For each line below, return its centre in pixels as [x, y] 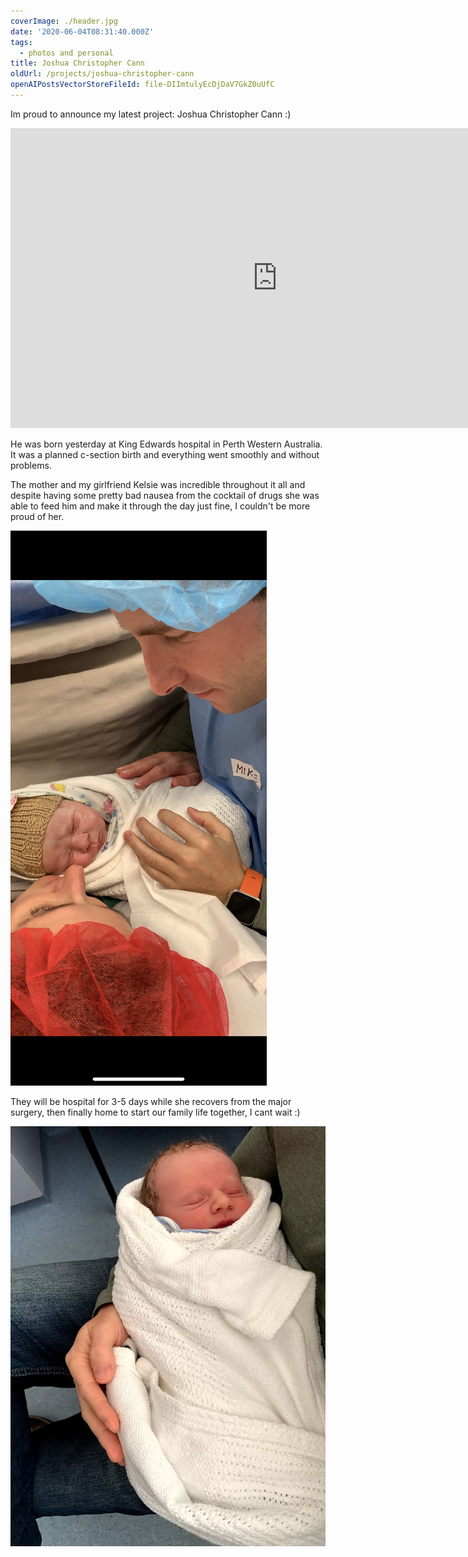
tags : [21, 42]
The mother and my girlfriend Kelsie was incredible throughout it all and [158, 484]
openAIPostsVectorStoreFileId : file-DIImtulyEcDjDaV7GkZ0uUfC [142, 85]
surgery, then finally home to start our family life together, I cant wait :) [155, 1112]
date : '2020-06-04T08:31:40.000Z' [82, 31]
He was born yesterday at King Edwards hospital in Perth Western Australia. [166, 444]
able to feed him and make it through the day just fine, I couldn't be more [160, 506]
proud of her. [37, 516]
